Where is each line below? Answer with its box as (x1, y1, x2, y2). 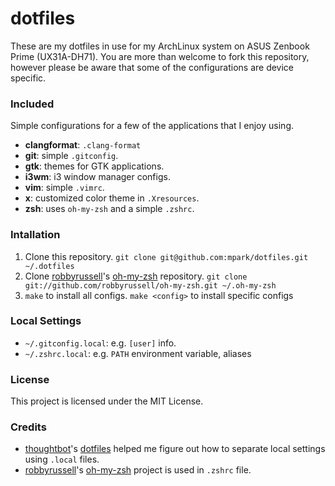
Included (10, 97, 55, 111)
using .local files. (24, 453, 100, 466)
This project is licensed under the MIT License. (10, 395, 204, 407)
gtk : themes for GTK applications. (24, 160, 165, 172)
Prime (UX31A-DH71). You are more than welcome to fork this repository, (10, 50, 310, 62)
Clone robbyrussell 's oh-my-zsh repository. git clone (24, 270, 248, 282)
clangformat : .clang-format (24, 139, 142, 151)
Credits (10, 420, 47, 434)
